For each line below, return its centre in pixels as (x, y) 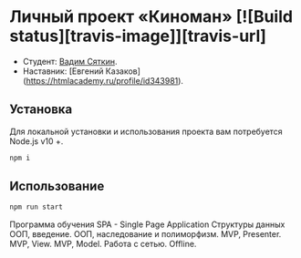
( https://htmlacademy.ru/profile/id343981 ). (103, 80)
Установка (41, 110)
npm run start (36, 207)
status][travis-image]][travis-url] (138, 36)
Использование (57, 186)
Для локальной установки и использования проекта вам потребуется (146, 131)
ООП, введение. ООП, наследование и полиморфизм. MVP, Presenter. (145, 234)
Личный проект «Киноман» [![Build (151, 17)
